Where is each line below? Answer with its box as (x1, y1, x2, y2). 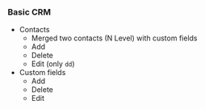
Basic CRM (7, 6, 52, 18)
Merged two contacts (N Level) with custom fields (31, 33, 198, 43)
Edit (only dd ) (31, 59, 75, 69)
